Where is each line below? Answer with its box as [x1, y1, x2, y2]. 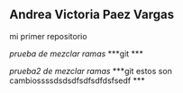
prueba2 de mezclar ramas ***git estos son [9, 65, 173, 76]
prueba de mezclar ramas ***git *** [9, 48, 144, 59]
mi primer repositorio [9, 30, 87, 41]
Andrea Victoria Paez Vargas [9, 7, 175, 22]
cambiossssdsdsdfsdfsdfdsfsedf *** [9, 75, 146, 86]
